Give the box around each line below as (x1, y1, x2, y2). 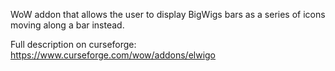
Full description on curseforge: (10, 39, 137, 50)
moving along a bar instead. (10, 19, 125, 31)
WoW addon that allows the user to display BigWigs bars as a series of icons (10, 9, 326, 20)
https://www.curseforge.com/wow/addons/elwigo (10, 49, 217, 61)
